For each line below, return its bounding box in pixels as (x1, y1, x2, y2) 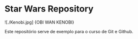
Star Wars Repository (4, 3, 94, 14)
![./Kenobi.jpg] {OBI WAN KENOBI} (4, 19, 75, 25)
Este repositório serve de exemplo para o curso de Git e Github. (4, 28, 134, 34)
